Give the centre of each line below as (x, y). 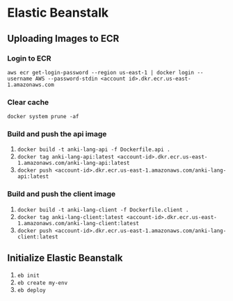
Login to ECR (29, 58)
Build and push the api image (57, 134)
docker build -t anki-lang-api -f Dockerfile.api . (94, 150)
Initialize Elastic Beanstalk (65, 258)
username (20, 79)
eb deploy (32, 290)
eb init (28, 275)
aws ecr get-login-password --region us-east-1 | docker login (101, 72)
